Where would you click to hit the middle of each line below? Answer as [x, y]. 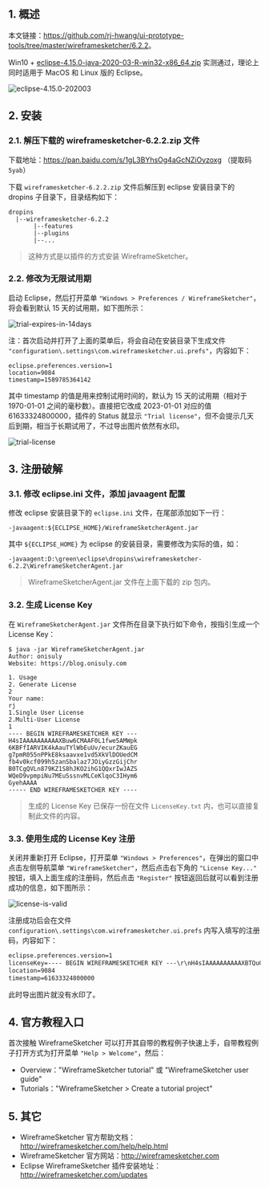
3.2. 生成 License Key [50, 605]
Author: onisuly [35, 656]
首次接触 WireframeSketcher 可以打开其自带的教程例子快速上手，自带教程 [130, 1043]
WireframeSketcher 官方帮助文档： [78, 1137]
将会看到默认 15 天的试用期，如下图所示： [77, 308]
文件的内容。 [63, 816]
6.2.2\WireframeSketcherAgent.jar [66, 566]
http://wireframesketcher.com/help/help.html [94, 1146]
